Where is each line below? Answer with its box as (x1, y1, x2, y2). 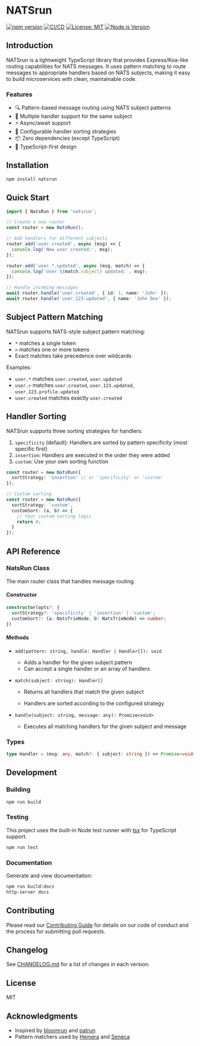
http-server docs (6, 889, 49, 895)
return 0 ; (17, 519, 42, 524)
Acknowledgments (6, 1011, 79, 1021)
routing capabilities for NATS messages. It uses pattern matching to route (6, 63, 186, 70)
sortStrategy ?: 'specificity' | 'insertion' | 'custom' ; (11, 610, 156, 616)
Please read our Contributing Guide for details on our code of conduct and (6, 921, 189, 929)
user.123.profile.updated (14, 389, 79, 395)
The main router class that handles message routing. (6, 577, 136, 585)
